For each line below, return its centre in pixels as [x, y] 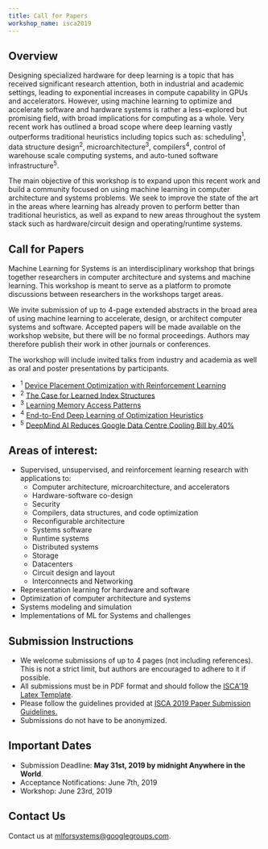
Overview [33, 56]
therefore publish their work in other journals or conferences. [109, 345]
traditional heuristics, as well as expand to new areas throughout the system [134, 215]
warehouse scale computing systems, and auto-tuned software [113, 155]
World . [31, 774]
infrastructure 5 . [34, 165]
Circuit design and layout [73, 573]
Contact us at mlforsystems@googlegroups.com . [90, 835]
